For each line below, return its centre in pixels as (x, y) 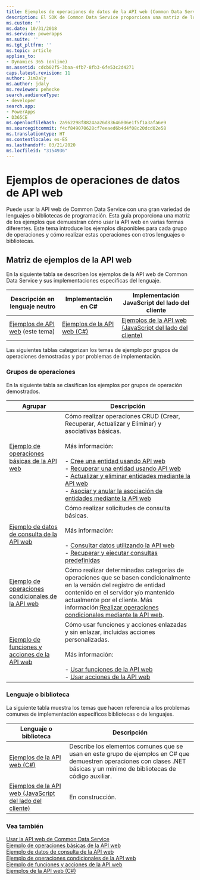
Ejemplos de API (32, 324)
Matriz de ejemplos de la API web (69, 260)
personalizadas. (87, 639)
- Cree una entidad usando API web (115, 461)
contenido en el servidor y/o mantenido (119, 592)
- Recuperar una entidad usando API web (123, 468)
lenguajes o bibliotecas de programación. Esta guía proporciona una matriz (98, 216)
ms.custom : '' (24, 23)
